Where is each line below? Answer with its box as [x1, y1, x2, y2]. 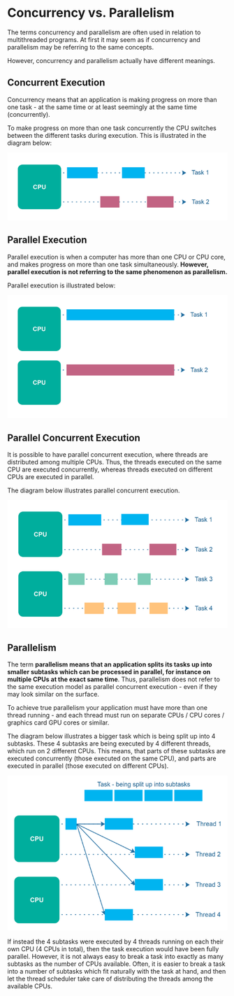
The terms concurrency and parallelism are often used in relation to [7, 28, 201, 36]
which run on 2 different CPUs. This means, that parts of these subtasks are [7, 747, 226, 755]
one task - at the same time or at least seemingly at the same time [7, 103, 198, 111]
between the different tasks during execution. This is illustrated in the [7, 131, 207, 139]
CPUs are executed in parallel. [7, 473, 94, 481]
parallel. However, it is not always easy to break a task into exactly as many [7, 952, 224, 960]
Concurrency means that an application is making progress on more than [7, 95, 217, 104]
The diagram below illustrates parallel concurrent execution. [7, 486, 180, 495]
